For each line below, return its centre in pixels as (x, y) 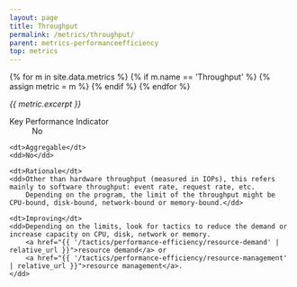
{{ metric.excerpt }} (45, 104)
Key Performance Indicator (59, 122)
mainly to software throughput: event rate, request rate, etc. (132, 187)
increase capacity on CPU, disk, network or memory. (110, 235)
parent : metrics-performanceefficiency (84, 43)
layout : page (34, 18)
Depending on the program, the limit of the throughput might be (151, 195)
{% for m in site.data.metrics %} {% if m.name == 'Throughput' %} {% (140, 77)
